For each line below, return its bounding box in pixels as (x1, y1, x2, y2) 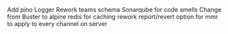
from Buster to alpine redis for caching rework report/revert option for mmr (7, 13, 218, 21)
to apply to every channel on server (7, 20, 107, 27)
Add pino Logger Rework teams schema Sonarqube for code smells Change (7, 6, 222, 13)
